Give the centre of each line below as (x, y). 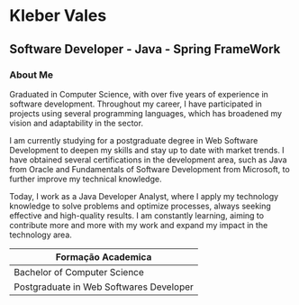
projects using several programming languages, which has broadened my (145, 113)
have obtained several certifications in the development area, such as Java (148, 160)
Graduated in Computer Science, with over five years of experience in (139, 94)
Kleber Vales (58, 16)
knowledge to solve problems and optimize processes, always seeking (140, 206)
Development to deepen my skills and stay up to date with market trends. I (147, 150)
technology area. (41, 235)
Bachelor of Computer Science (79, 272)
